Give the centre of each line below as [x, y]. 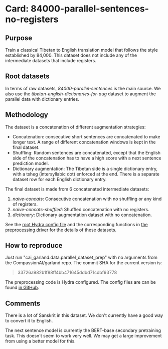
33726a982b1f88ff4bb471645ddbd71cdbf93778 [67, 273]
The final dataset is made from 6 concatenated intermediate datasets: [77, 189]
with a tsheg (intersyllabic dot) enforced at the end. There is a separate [86, 174]
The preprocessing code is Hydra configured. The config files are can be [81, 282]
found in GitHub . [22, 288]
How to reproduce [34, 245]
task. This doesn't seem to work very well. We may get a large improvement [83, 336]
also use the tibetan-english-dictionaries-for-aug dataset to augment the [81, 94]
